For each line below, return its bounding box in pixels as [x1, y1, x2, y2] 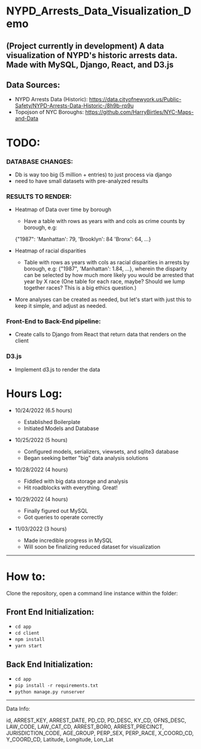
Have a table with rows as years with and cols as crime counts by [23, 218, 185, 225]
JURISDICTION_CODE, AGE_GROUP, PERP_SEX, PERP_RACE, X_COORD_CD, [6, 730, 194, 737]
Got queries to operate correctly [23, 513, 103, 521]
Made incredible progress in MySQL [23, 537, 112, 544]
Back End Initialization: [6, 659, 93, 669]
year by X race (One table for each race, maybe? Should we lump [23, 278, 185, 285]
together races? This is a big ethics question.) [23, 284, 137, 291]
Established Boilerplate [23, 418, 81, 425]
